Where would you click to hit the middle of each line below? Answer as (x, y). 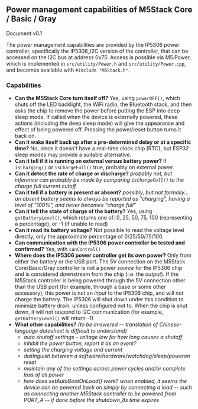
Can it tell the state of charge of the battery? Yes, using (83, 211)
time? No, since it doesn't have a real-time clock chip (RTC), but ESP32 (102, 149)
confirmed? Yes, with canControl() (58, 249)
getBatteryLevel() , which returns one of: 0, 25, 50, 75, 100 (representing (103, 218)
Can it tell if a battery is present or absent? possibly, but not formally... (102, 192)
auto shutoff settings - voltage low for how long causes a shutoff (103, 337)
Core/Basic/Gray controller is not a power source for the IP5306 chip (98, 268)
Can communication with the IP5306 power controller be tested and (100, 243)
